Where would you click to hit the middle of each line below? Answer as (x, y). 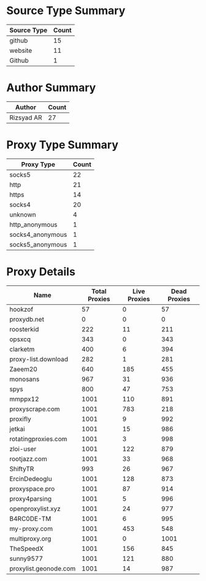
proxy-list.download (39, 359)
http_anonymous (33, 225)
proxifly (21, 419)
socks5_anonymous (38, 244)
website (21, 50)
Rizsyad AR (26, 117)
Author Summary (51, 88)
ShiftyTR (22, 469)
